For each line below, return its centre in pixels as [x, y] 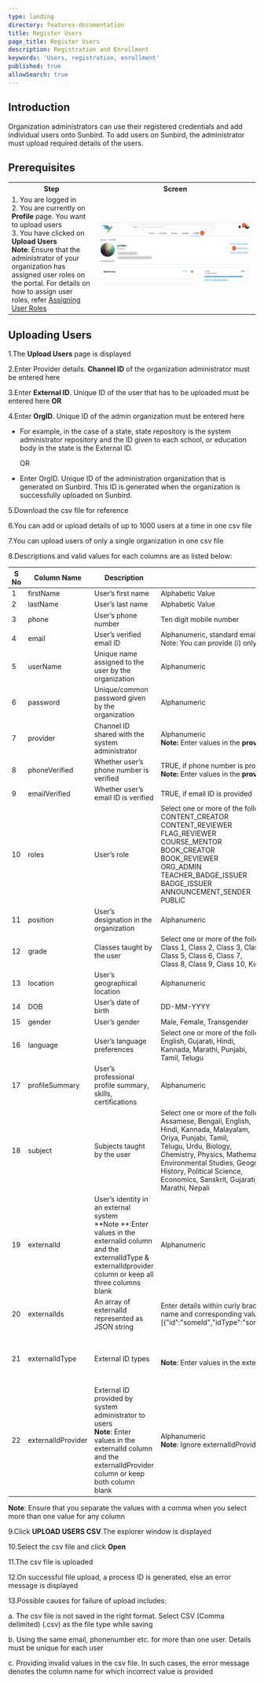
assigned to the [119, 662]
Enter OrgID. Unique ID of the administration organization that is [123, 478]
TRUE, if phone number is [202, 766]
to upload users [37, 225]
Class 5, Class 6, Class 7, [202, 955]
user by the [112, 671]
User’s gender [117, 1022]
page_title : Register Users [54, 42]
